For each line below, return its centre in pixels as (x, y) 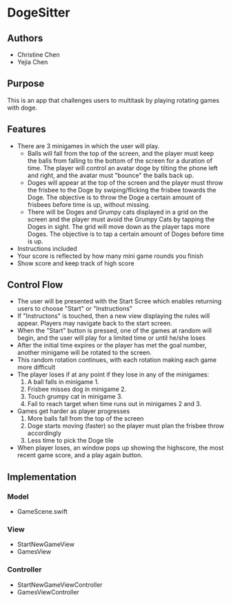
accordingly (44, 433)
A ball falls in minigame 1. (63, 382)
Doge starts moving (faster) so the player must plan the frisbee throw (126, 426)
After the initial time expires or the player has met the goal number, (112, 345)
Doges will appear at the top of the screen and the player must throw (125, 182)
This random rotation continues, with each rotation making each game (117, 360)
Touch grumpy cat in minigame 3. (75, 397)
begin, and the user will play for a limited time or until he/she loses (111, 338)
